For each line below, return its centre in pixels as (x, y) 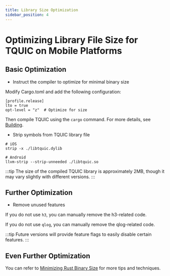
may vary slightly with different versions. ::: (50, 177)
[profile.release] (25, 101)
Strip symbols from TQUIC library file (51, 134)
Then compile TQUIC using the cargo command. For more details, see (78, 119)
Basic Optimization (36, 70)
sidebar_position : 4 (27, 15)
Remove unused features (39, 205)
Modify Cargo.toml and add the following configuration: (63, 92)
